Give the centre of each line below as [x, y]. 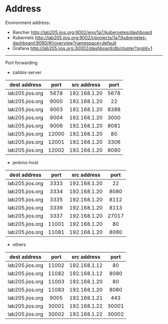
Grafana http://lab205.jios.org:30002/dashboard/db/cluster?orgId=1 [82, 48]
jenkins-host [25, 162]
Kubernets [23, 38]
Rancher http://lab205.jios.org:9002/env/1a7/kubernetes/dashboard [82, 32]
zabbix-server [27, 72]
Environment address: [28, 23]
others [19, 244]
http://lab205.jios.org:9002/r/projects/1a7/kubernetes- [91, 38]
